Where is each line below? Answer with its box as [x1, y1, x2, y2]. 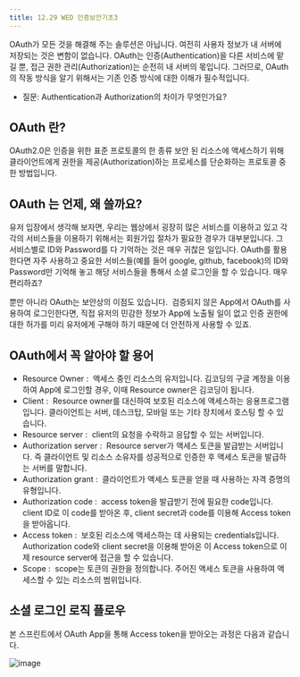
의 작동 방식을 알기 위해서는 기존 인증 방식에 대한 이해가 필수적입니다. [9, 72, 250, 83]
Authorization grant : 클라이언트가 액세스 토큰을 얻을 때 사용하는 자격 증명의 [21, 474, 291, 485]
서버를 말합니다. [31, 462, 87, 474]
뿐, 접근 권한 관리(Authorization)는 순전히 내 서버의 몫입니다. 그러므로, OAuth [18, 61, 289, 72]
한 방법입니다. [9, 167, 58, 179]
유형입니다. [21, 485, 62, 496]
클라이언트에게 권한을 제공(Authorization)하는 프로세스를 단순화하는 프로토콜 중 [9, 157, 287, 167]
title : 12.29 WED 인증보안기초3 [9, 13, 119, 22]
